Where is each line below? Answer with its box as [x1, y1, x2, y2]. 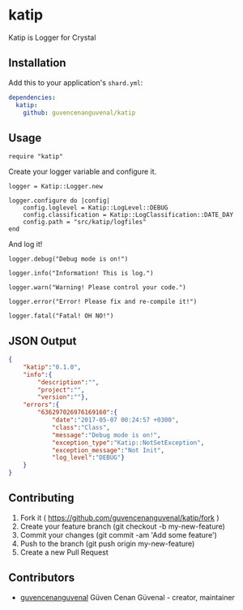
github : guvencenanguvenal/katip [23, 108, 136, 117]
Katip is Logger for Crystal [8, 32, 96, 42]
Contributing [8, 491, 75, 505]
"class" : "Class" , [51, 423, 111, 431]
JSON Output [8, 334, 77, 348]
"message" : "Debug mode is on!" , [51, 430, 161, 439]
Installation [8, 56, 66, 70]
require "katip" [8, 153, 63, 161]
